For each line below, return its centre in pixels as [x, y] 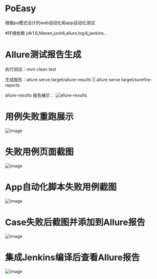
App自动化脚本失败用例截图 [61, 187]
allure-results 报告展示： [30, 95]
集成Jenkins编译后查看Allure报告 [73, 257]
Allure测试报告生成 [43, 55]
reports [12, 85]
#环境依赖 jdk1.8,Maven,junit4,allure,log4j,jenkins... [56, 33]
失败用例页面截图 [40, 152]
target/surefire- [137, 79]
